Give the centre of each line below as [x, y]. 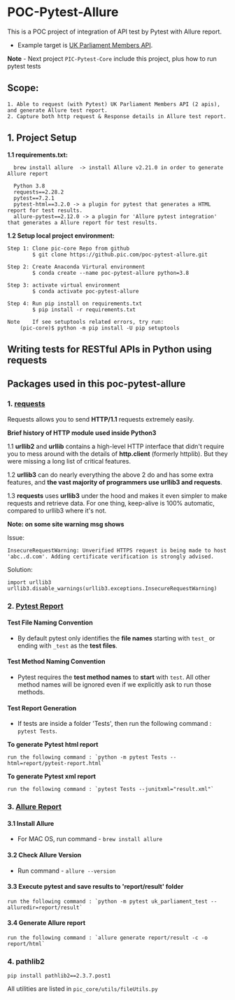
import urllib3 [29, 582]
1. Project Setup [42, 138]
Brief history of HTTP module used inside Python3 [82, 433]
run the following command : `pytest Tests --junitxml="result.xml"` [111, 790]
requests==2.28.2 [39, 192]
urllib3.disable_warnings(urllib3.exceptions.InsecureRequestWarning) [112, 588]
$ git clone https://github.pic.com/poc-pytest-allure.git [120, 255]
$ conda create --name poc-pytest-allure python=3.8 [111, 273]
